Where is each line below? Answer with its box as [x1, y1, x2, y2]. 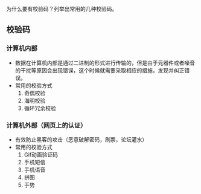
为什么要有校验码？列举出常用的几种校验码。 [6, 5, 118, 12]
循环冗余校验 [24, 105, 56, 112]
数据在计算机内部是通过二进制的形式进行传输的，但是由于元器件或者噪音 [14, 59, 195, 66]
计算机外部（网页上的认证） [6, 121, 87, 129]
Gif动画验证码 [24, 150, 59, 158]
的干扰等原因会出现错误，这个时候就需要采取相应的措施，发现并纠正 [14, 66, 185, 74]
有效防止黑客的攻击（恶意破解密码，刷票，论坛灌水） [14, 135, 148, 143]
